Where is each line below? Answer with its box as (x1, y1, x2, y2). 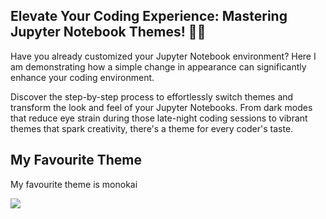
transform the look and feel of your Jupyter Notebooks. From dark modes (10, 101, 313, 113)
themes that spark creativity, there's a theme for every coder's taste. (10, 122, 294, 134)
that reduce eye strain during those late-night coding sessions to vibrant (10, 112, 308, 124)
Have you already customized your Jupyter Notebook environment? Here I (10, 50, 317, 62)
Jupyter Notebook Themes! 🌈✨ (10, 24, 207, 41)
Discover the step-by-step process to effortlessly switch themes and (10, 90, 294, 103)
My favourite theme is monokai (10, 178, 138, 190)
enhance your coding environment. (10, 71, 155, 83)
